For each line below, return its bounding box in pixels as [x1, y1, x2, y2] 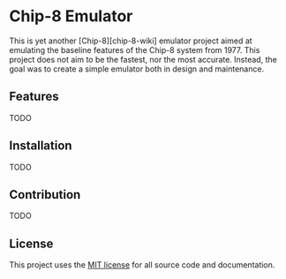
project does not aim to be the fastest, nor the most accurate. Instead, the [9, 54, 278, 64]
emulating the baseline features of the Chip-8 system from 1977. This [9, 44, 260, 55]
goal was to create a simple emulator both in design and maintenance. [9, 64, 265, 74]
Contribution [9, 187, 81, 202]
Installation [9, 139, 72, 154]
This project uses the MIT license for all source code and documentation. [9, 260, 275, 270]
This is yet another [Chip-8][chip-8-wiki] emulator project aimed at [9, 35, 253, 46]
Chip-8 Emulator [9, 6, 133, 26]
